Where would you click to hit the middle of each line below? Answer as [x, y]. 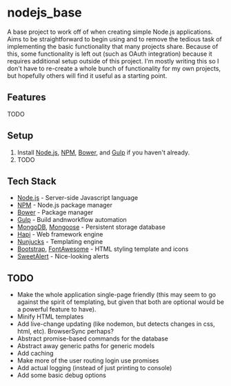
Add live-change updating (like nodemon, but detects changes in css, [116, 324]
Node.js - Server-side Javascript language [78, 198]
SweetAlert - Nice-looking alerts [63, 256]
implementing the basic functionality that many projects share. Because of [113, 46]
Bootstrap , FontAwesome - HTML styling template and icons [103, 249]
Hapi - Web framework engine [60, 234]
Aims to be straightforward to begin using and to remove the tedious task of [115, 39]
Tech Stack [32, 181]
